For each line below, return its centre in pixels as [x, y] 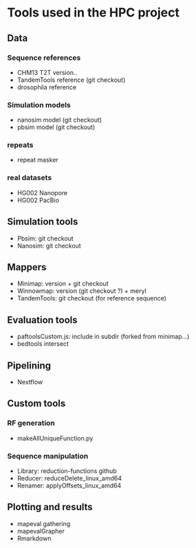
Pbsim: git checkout [45, 238]
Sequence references [44, 58]
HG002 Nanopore [42, 193]
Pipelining [29, 365]
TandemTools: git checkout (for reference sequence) [92, 298]
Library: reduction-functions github [67, 471]
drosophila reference [47, 87]
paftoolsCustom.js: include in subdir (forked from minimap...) [103, 337]
